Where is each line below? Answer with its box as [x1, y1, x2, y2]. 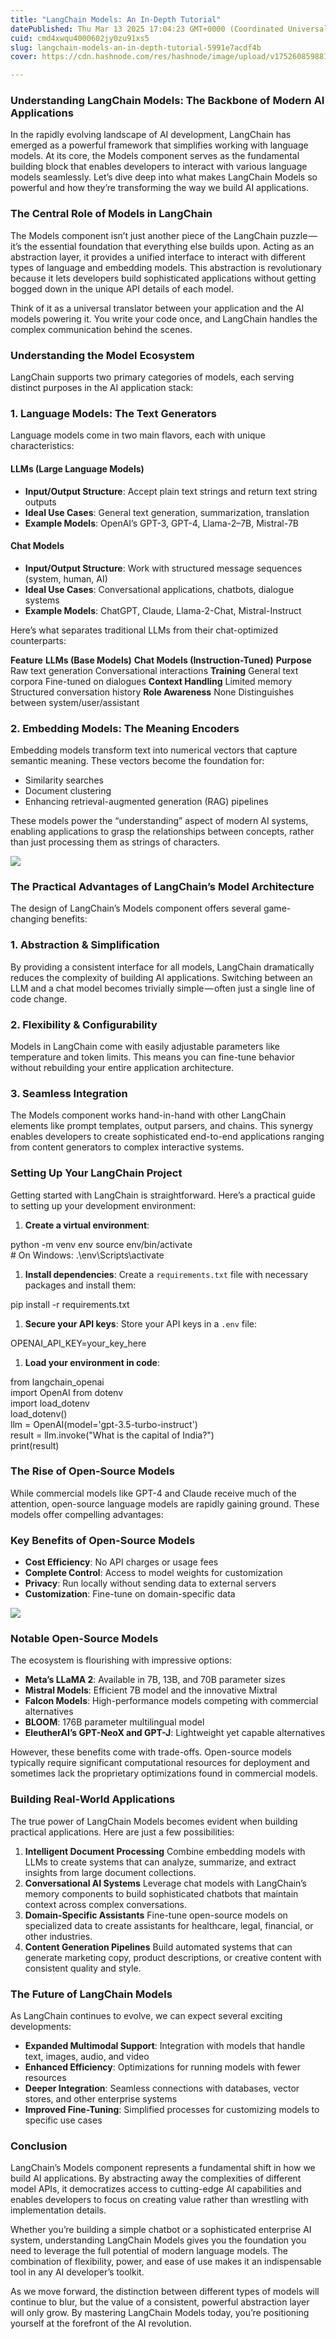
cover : [10, 52, 38, 62]
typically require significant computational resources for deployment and [10, 1757, 310, 1769]
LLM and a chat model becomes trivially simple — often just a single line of [10, 982, 316, 994]
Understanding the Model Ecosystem [10, 348, 195, 362]
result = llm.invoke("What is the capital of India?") [10, 1429, 215, 1441]
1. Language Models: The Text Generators [10, 406, 218, 420]
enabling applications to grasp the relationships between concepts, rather [10, 826, 315, 838]
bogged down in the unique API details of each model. [10, 282, 234, 295]
